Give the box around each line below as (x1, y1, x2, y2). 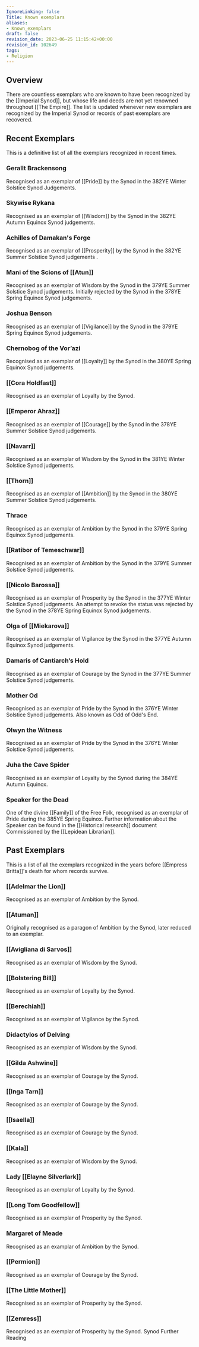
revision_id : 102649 (6, 42, 58, 48)
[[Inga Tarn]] (6, 1087, 43, 1096)
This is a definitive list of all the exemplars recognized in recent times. (6, 149, 177, 157)
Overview (6, 75, 43, 85)
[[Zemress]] (6, 1314, 42, 1323)
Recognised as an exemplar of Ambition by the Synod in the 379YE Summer (6, 559, 192, 566)
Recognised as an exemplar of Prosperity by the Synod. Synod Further (6, 1328, 179, 1335)
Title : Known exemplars (6, 14, 65, 20)
